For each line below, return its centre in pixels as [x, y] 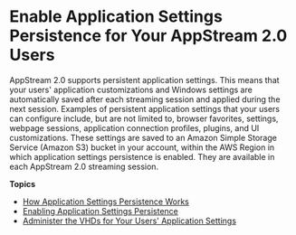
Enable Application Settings [116, 17]
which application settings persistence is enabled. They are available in [142, 156]
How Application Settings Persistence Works [106, 202]
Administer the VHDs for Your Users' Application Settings [129, 221]
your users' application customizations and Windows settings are [131, 89]
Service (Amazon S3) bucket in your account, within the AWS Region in [142, 147]
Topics [23, 183]
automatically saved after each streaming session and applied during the [145, 99]
